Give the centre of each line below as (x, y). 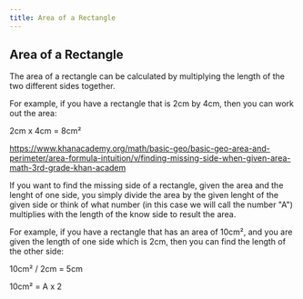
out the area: (33, 114)
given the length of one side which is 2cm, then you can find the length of (148, 242)
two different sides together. (62, 86)
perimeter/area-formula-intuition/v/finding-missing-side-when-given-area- (150, 158)
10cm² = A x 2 (35, 286)
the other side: (37, 252)
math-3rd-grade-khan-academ (68, 168)
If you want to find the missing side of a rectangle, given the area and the (146, 185)
